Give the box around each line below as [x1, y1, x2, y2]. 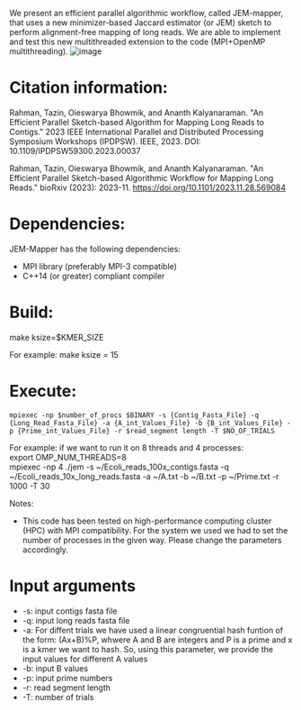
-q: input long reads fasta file [22, 614, 130, 625]
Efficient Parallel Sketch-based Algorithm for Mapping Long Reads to [9, 116, 265, 127]
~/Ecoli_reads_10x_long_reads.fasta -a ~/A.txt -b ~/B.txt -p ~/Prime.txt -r [9, 470, 279, 481]
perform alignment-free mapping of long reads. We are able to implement [9, 27, 281, 37]
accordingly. [22, 544, 69, 555]
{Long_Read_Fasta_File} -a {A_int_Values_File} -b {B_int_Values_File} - [9, 418, 292, 427]
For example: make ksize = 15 [9, 349, 119, 360]
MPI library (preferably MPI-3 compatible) [22, 260, 178, 271]
